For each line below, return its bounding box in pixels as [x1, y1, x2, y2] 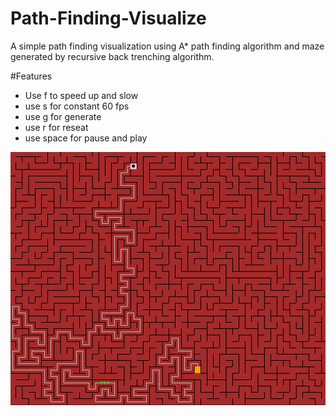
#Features [10, 70, 53, 82]
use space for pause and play [24, 132, 148, 144]
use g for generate [24, 110, 102, 122]
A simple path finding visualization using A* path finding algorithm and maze [10, 40, 325, 52]
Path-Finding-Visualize [10, 7, 207, 30]
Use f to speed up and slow [24, 89, 139, 101]
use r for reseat [24, 121, 89, 133]
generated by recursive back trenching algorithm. [10, 50, 215, 62]
